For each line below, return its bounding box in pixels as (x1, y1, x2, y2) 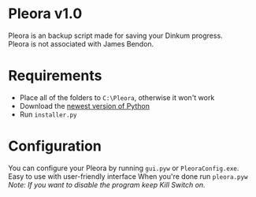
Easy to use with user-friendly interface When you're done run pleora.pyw (8, 171, 248, 181)
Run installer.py (19, 110, 77, 119)
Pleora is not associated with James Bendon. (8, 39, 154, 48)
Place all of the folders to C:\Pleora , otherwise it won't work (19, 92, 215, 102)
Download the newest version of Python (19, 101, 150, 110)
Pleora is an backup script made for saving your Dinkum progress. (8, 31, 223, 40)
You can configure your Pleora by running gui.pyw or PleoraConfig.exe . (8, 163, 239, 173)
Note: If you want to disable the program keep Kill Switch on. (8, 180, 206, 189)
